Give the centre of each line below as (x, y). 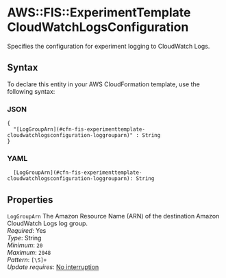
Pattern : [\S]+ (27, 260)
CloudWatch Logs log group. (47, 223)
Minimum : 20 (25, 245)
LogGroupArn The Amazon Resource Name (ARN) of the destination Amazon (113, 216)
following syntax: (31, 91)
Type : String (24, 238)
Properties (30, 200)
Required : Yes (27, 231)
